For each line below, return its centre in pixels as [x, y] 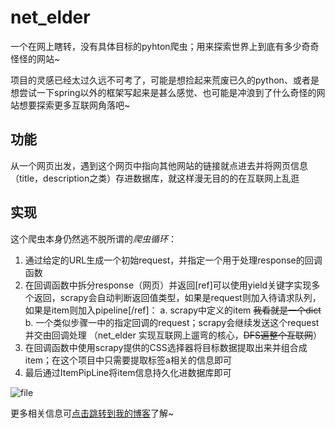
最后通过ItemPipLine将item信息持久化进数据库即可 [128, 372]
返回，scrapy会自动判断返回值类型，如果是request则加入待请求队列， [177, 297]
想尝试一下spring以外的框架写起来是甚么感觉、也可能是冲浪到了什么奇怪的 [163, 92]
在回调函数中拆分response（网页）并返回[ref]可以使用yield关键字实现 [168, 285]
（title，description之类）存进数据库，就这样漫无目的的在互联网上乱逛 [155, 178]
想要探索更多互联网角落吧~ [74, 105]
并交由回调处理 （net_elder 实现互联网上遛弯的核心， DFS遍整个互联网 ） [173, 335]
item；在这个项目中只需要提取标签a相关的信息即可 [128, 360]
